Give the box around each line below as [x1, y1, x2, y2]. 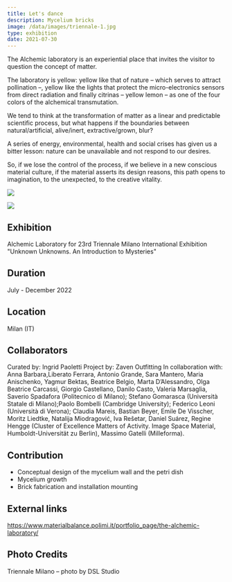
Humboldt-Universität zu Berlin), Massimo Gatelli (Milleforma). [7, 429, 185, 438]
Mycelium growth [17, 475, 67, 483]
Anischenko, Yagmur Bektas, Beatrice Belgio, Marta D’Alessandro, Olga [7, 378, 210, 386]
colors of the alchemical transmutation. [7, 98, 119, 106]
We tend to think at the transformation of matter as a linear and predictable [7, 112, 221, 120]
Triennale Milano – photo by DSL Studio [7, 567, 120, 575]
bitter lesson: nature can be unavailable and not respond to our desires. [7, 147, 211, 156]
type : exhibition [7, 29, 57, 37]
